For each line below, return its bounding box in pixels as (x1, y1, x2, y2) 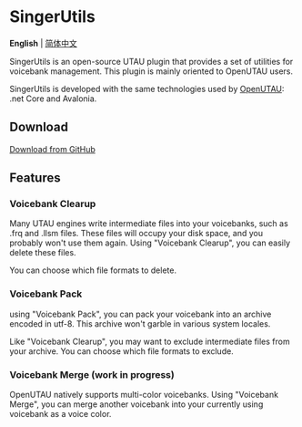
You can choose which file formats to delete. (9, 265, 177, 276)
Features (9, 171, 61, 186)
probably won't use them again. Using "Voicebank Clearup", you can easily (9, 237, 291, 248)
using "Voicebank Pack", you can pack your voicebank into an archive (9, 308, 272, 319)
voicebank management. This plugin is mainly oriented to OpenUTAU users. (9, 66, 294, 77)
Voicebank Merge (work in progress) (9, 368, 175, 380)
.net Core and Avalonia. (9, 93, 97, 104)
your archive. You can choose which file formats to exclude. (9, 345, 234, 357)
